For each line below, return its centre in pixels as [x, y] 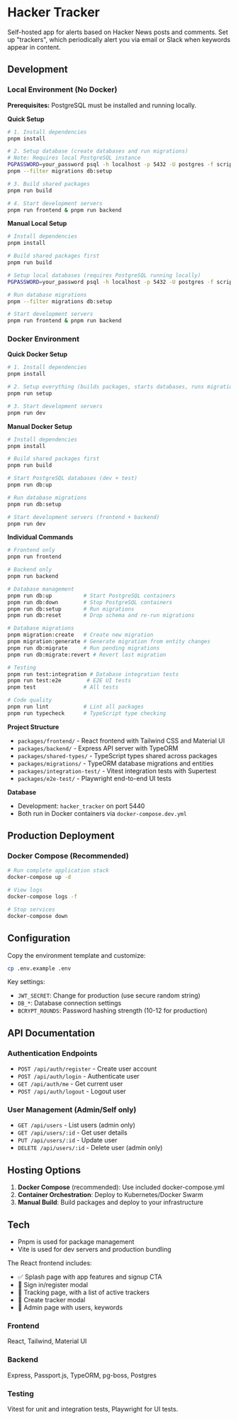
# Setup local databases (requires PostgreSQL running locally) [104, 275]
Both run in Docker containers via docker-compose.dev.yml [102, 813]
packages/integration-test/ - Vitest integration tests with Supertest [117, 770]
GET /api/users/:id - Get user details [72, 1132]
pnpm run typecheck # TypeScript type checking [87, 713]
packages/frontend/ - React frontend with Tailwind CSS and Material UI [121, 741]
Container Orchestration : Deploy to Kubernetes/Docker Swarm [110, 1195]
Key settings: [26, 982]
